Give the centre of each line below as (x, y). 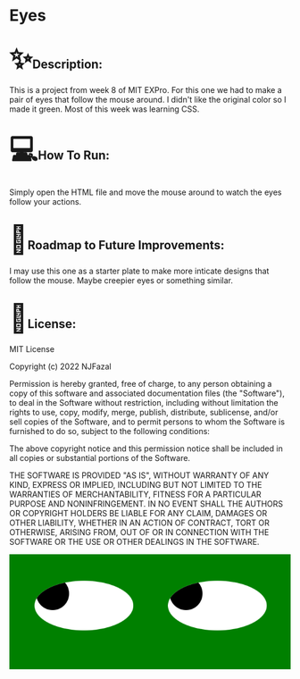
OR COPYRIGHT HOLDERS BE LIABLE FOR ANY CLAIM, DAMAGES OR (138, 514)
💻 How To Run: (59, 150)
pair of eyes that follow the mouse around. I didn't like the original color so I (148, 100)
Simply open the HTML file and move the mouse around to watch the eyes (146, 192)
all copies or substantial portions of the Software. (100, 458)
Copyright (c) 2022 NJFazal (60, 366)
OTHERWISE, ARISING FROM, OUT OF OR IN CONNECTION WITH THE (139, 532)
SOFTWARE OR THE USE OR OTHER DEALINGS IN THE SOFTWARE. (134, 542)
